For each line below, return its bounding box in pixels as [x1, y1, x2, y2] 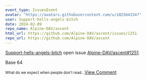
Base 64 [5, 59, 23, 65]
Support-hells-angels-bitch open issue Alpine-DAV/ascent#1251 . [5, 49, 140, 56]
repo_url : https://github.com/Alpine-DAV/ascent [5, 36, 110, 41]
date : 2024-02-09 [5, 21, 42, 27]
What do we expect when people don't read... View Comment [5, 69, 117, 75]
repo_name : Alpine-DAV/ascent [5, 26, 69, 31]
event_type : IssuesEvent [5, 7, 58, 13]
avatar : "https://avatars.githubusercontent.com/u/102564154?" [5, 12, 142, 17]
